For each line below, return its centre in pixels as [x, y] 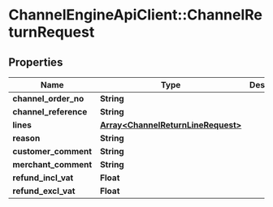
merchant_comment [52, 164]
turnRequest [52, 32]
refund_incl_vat [43, 178]
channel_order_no [48, 99]
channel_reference [50, 112]
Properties [36, 62]
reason [26, 138]
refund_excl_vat [44, 191]
